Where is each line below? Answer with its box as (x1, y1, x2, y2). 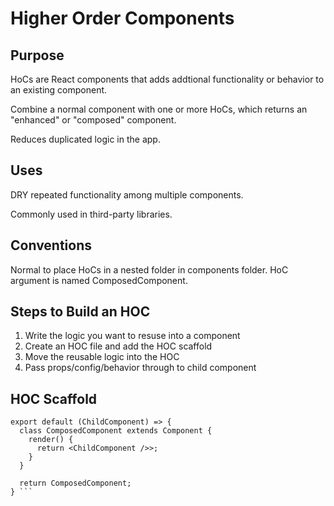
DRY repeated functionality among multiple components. (10, 188, 244, 201)
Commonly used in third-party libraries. (10, 208, 173, 220)
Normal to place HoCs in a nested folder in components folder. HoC (10, 263, 289, 276)
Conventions (10, 237, 93, 254)
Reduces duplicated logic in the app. (10, 133, 161, 145)
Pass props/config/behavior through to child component (24, 362, 257, 374)
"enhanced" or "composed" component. (10, 114, 177, 126)
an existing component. (10, 84, 108, 96)
